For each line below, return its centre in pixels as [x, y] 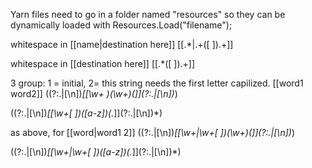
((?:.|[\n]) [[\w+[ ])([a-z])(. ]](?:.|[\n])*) [86, 113]
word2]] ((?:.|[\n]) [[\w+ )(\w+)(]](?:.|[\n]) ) [94, 93]
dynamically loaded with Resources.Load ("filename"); [121, 25]
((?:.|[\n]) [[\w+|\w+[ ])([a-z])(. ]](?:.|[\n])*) [96, 152]
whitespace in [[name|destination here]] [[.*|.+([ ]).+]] [122, 44]
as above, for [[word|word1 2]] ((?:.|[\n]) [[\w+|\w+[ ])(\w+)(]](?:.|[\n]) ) [152, 132]
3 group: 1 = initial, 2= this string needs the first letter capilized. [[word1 [157, 83]
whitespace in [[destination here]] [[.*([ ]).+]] [103, 63]
